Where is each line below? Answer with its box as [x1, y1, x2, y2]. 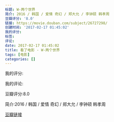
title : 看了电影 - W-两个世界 [5, 47, 60, 52]
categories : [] [5, 57, 36, 61]
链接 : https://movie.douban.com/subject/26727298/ [5, 20, 108, 26]
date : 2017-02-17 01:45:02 [5, 43, 59, 48]
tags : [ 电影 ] [5, 52, 30, 57]
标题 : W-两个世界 [5, 7, 36, 12]
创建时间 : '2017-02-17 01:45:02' [5, 25, 70, 30]
